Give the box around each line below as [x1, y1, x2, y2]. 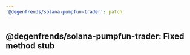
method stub [5, 40, 55, 51]
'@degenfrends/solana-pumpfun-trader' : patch [5, 8, 122, 15]
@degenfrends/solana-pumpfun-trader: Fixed [5, 31, 185, 42]
